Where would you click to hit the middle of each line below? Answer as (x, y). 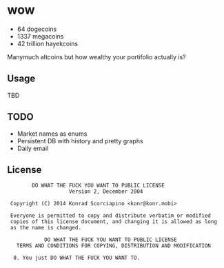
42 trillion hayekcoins (47, 43)
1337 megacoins (40, 36)
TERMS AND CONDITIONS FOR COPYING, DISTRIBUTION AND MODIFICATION (114, 246)
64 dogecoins (37, 29)
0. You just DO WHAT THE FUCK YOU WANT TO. (77, 258)
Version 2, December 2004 (106, 192)
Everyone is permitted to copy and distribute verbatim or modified (111, 216)
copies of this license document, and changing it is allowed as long (113, 222)
